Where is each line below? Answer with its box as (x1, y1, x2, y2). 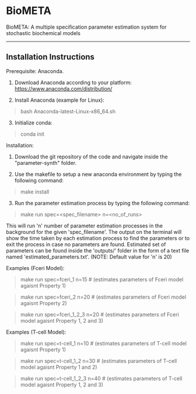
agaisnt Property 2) (20, 299, 67, 306)
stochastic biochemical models (6, 29, 80, 36)
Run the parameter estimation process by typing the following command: (14, 199, 190, 206)
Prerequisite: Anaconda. (6, 67, 64, 74)
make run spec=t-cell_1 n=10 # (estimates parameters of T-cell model (20, 340, 187, 347)
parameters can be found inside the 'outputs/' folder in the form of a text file (6, 247, 190, 254)
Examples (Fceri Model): (6, 264, 65, 271)
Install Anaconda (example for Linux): (14, 96, 104, 103)
